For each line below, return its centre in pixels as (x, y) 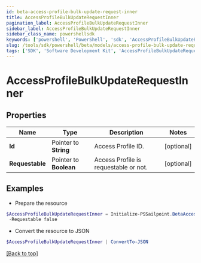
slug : (13, 46)
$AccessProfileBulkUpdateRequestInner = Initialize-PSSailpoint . (89, 214)
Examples (25, 189)
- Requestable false (33, 220)
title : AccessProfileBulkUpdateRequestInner (63, 17)
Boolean (64, 167)
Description (127, 132)
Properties (26, 116)
